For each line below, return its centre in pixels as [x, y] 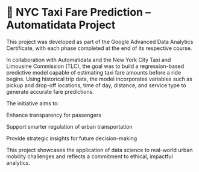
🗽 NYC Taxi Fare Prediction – [78, 12]
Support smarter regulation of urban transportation [69, 126]
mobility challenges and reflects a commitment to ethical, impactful [90, 156]
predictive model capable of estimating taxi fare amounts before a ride [94, 72]
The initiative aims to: [33, 103]
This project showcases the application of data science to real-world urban [99, 150]
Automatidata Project [61, 25]
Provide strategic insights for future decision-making [72, 138]
